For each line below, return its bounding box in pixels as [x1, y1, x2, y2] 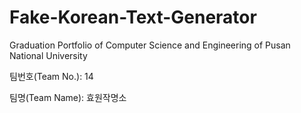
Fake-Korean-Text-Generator [9, 6, 257, 29]
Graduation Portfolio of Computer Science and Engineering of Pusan [9, 39, 291, 51]
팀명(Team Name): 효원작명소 [9, 91, 127, 103]
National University [9, 49, 88, 61]
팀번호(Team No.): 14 [9, 70, 94, 82]
